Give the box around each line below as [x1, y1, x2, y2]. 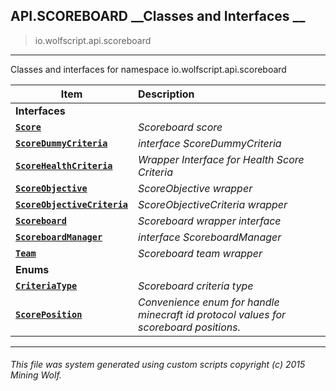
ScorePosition [15, 309, 83, 320]
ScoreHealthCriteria [15, 160, 113, 171]
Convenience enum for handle [138, 295, 280, 309]
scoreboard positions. [138, 320, 241, 334]
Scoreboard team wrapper [138, 246, 263, 260]
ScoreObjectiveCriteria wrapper [138, 197, 288, 211]
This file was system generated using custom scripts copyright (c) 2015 [10, 359, 306, 371]
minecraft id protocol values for [138, 307, 287, 321]
